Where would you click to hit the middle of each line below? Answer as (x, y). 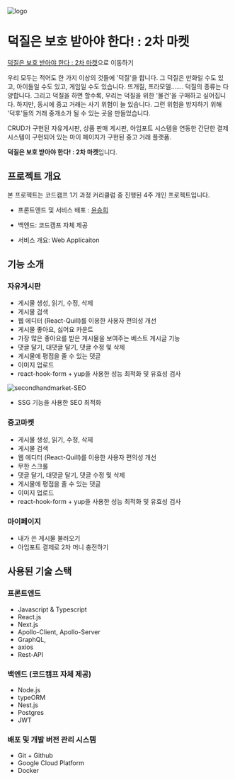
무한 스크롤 (33, 466)
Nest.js (28, 705)
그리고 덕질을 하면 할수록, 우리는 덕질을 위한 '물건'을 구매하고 (117, 95)
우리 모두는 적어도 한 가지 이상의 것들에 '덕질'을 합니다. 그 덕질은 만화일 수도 (112, 77)
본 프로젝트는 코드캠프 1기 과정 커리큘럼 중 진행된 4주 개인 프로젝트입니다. (109, 195)
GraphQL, (31, 639)
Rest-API (30, 654)
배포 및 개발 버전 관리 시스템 (52, 740)
